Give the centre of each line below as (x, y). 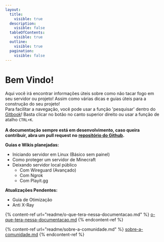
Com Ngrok (31, 175)
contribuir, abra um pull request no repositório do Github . (65, 136)
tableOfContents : (27, 33)
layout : (13, 10)
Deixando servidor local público (45, 165)
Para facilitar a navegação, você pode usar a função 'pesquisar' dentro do (81, 109)
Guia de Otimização (32, 200)
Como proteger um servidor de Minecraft (54, 160)
